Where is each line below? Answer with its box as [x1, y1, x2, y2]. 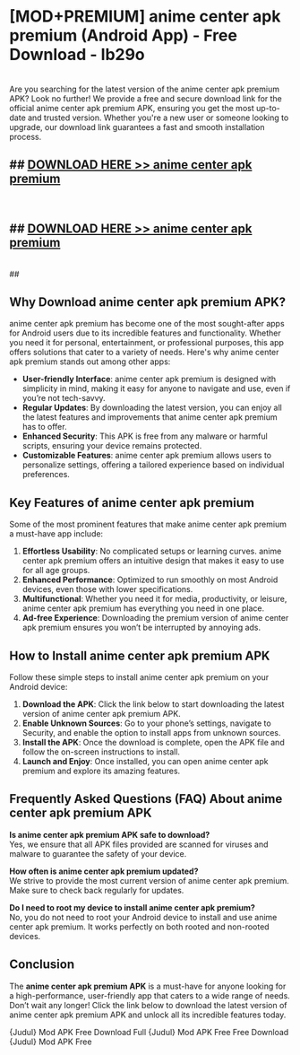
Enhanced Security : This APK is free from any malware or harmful [21, 431, 269, 441]
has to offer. [21, 422, 67, 432]
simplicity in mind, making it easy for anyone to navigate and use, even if [21, 383, 291, 394]
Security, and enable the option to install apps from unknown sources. [21, 728, 281, 737]
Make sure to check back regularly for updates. [9, 885, 184, 895]
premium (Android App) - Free [9, 25, 237, 46]
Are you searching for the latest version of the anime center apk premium [9, 83, 280, 94]
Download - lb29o [9, 45, 145, 65]
